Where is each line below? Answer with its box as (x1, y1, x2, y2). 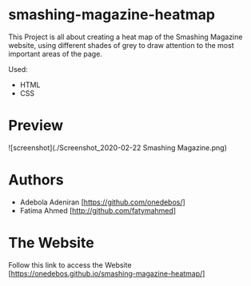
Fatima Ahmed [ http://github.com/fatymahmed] (19, 205, 177, 215)
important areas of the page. (8, 49, 102, 58)
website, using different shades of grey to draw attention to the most (8, 40, 234, 50)
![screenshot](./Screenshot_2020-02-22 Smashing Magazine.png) (8, 142, 228, 153)
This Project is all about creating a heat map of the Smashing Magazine (8, 32, 243, 42)
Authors (8, 171, 64, 189)
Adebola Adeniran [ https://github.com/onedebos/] (19, 197, 185, 207)
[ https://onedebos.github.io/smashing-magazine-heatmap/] (8, 268, 205, 278)
